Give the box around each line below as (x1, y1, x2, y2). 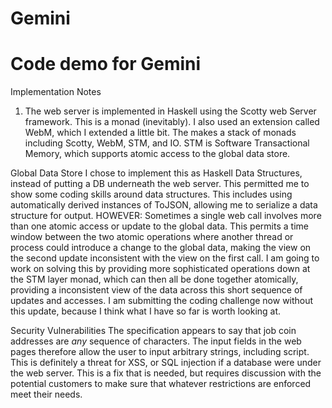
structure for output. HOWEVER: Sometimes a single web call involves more (10, 210, 322, 222)
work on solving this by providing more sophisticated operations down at (10, 263, 311, 275)
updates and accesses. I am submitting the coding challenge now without (10, 295, 314, 307)
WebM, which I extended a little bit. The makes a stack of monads (24, 127, 297, 139)
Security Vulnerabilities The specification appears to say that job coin (10, 325, 297, 337)
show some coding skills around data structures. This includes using (10, 188, 293, 201)
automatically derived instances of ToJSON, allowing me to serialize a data (10, 199, 318, 211)
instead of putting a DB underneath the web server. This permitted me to (10, 178, 310, 190)
